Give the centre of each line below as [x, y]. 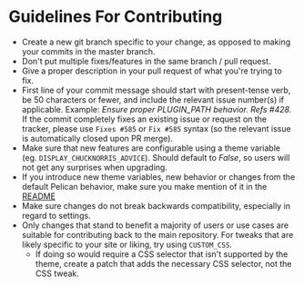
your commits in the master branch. [88, 51]
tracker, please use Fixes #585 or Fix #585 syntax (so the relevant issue [157, 128]
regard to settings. [56, 215]
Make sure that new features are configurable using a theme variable [151, 148]
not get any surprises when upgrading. [94, 167]
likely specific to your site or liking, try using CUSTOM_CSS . [127, 244]
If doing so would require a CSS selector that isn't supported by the [162, 254]
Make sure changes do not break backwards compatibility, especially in [156, 205]
